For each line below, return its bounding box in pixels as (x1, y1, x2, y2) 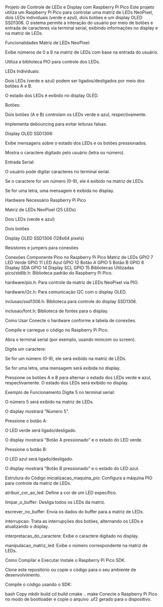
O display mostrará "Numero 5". (5, 409, 70, 414)
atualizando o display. (5, 524, 49, 529)
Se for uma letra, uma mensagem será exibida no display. (5, 365, 121, 371)
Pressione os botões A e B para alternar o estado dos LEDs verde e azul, (5, 375, 152, 380)
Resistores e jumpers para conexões (5, 245, 79, 250)
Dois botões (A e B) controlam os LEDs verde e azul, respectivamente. (5, 111, 147, 117)
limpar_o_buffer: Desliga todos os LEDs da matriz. (5, 499, 106, 505)
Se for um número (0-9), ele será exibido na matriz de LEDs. (5, 356, 127, 361)
